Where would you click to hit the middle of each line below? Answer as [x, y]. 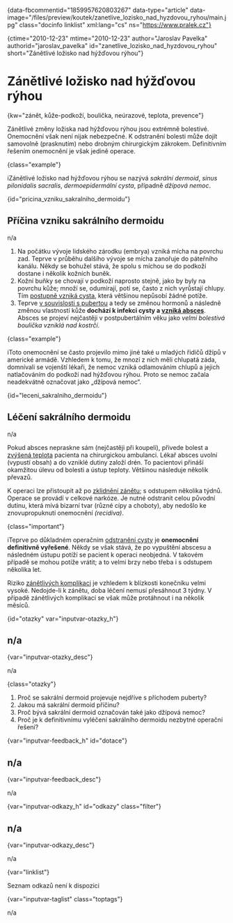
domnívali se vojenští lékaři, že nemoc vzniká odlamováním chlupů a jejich [114, 367]
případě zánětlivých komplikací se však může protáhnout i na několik [106, 598]
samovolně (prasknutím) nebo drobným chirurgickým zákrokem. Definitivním [117, 144]
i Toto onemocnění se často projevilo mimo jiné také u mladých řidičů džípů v [116, 352]
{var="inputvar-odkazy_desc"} [51, 845]
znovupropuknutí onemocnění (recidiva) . [65, 513]
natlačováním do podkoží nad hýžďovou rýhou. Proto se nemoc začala [108, 374]
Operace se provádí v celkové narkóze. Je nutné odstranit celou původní [111, 498]
